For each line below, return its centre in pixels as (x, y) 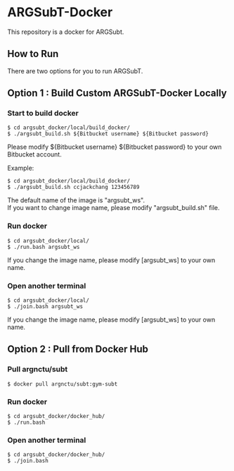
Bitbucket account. (34, 154)
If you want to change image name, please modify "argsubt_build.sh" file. (113, 208)
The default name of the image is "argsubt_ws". (76, 200)
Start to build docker (43, 114)
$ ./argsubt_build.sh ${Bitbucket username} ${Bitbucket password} (108, 134)
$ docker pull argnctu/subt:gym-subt (63, 384)
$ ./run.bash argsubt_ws (44, 247)
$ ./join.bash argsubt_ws (45, 307)
